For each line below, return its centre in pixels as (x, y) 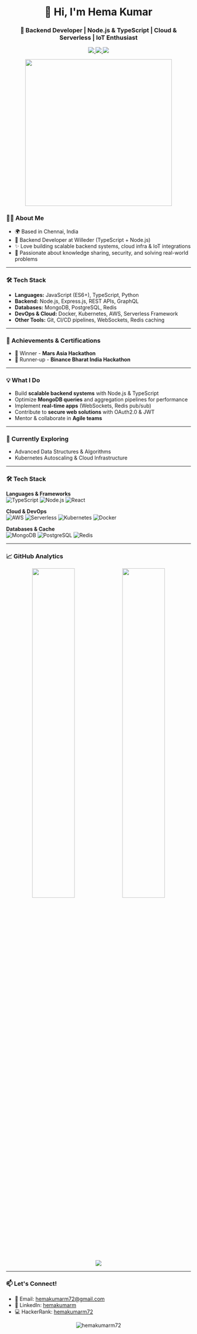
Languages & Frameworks (39, 494)
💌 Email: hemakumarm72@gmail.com (60, 1299)
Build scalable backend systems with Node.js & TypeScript (87, 393)
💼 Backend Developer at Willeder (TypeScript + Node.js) (82, 239)
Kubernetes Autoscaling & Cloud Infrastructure (71, 458)
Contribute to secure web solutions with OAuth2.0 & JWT (84, 412)
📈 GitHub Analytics (35, 556)
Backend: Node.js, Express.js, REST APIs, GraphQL (77, 301)
